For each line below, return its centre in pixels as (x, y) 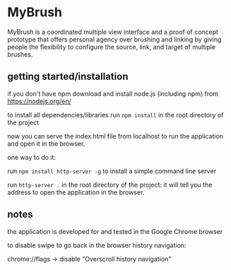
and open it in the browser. (46, 143)
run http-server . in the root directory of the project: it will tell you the (110, 184)
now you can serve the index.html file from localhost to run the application (115, 136)
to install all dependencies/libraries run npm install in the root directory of (115, 115)
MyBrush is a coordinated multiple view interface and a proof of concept (113, 32)
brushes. (20, 54)
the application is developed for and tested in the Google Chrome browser (115, 231)
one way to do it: (32, 157)
